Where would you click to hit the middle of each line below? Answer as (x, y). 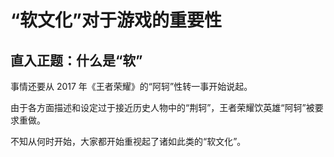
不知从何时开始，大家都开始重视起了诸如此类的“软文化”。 (128, 141)
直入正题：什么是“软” (76, 60)
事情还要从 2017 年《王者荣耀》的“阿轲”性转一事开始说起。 (131, 86)
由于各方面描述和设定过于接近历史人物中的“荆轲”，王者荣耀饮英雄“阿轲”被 (162, 107)
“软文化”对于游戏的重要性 (116, 20)
